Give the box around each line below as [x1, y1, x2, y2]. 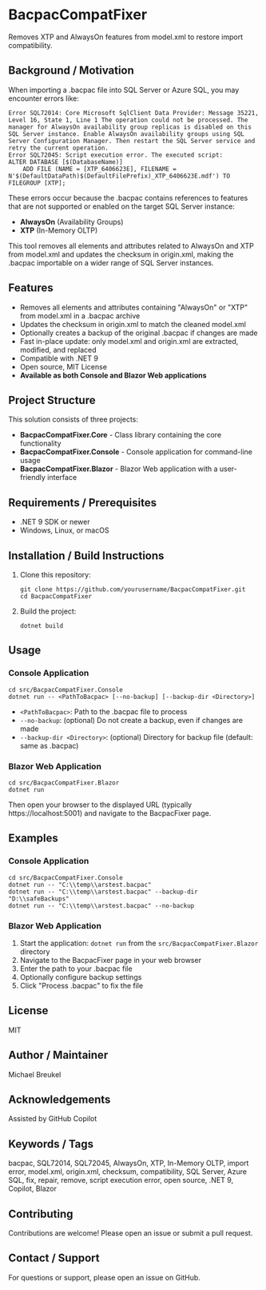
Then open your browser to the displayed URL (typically [8, 800, 193, 809]
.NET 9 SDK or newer [19, 517, 90, 527]
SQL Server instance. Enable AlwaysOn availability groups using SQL [8, 130, 245, 138]
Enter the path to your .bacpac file [19, 964, 133, 973]
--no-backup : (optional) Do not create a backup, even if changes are [19, 715, 244, 725]
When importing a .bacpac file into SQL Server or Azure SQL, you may [8, 85, 240, 94]
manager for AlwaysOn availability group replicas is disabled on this [8, 122, 252, 131]
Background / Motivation [8, 64, 134, 78]
